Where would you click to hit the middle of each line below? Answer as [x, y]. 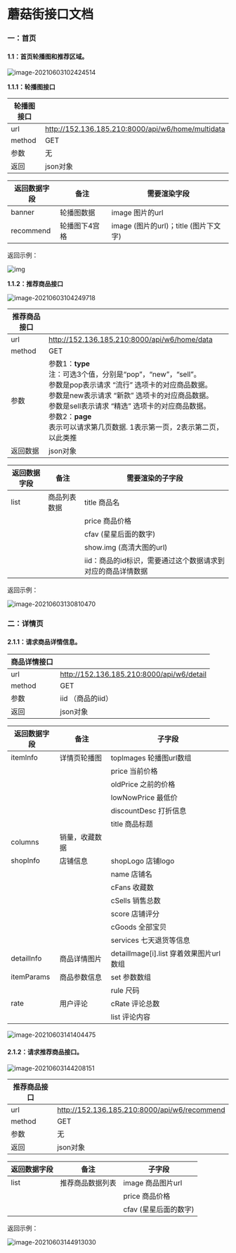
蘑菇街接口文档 [51, 14]
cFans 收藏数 [132, 887]
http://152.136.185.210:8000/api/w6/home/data [130, 340]
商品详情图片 [81, 959]
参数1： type [69, 364]
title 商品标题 [132, 824]
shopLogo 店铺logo [143, 861]
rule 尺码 [125, 991]
